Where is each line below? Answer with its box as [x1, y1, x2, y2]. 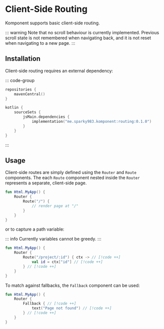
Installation [5, 55, 41, 63]
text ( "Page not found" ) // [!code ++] [31, 306, 112, 311]
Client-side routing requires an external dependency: [5, 68, 113, 74]
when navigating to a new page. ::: [5, 40, 76, 46]
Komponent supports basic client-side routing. [5, 20, 100, 26]
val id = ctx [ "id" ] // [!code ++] [31, 259, 103, 264]
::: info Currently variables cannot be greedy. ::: [5, 236, 102, 242]
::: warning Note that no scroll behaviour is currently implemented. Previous [5, 29, 160, 35]
